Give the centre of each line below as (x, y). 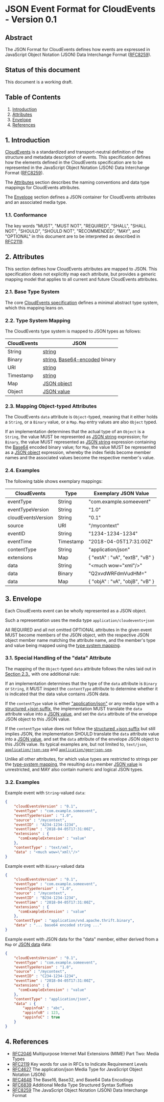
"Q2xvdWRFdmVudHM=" (117, 573)
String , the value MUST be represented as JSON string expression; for (77, 437)
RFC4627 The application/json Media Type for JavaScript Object (77, 1069)
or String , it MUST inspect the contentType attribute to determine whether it (82, 689)
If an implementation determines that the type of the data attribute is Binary (81, 683)
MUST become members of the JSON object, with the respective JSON (77, 635)
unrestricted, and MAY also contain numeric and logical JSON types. (74, 769)
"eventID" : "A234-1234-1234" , (46, 825)
